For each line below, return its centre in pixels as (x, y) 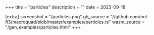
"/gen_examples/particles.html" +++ (43, 27)
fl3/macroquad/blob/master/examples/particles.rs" (58, 22)
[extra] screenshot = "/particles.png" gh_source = (57, 17)
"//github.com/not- (130, 17)
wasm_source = (129, 22)
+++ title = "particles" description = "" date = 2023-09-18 (65, 7)
